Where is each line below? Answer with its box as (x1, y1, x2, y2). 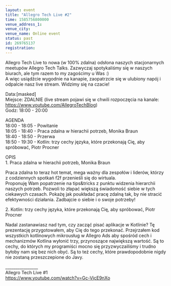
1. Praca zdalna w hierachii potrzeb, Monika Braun (5, 159, 111, 166)
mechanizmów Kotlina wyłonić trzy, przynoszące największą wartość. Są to (5, 238, 164, 244)
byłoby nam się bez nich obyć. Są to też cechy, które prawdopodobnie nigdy (5, 248, 166, 255)
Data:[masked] (5, 91, 37, 97)
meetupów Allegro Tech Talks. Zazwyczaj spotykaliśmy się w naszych (5, 65, 153, 71)
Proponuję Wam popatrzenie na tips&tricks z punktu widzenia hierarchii (5, 180, 156, 186)
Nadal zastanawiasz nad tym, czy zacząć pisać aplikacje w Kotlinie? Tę (5, 221, 155, 227)
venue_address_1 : (5, 21, 42, 27)
